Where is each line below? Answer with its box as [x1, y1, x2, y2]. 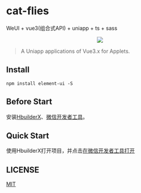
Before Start [6, 97, 52, 107]
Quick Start [6, 131, 49, 141]
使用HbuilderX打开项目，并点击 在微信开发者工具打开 [6, 147, 135, 154]
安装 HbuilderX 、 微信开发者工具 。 [6, 113, 88, 120]
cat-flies [6, 4, 49, 18]
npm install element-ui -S [6, 80, 73, 87]
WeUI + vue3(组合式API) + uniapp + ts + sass [6, 24, 118, 31]
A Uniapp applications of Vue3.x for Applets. [20, 48, 130, 55]
